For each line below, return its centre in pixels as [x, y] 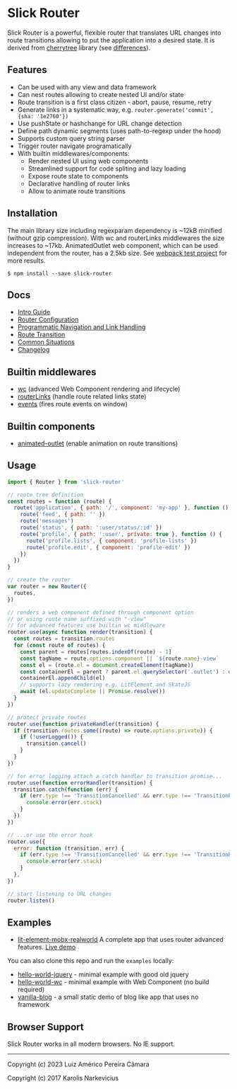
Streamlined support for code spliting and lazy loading [107, 169]
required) [31, 990]
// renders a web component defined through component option [101, 612]
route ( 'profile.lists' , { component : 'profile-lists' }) [111, 541]
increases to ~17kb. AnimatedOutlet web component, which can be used [113, 245]
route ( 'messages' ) [47, 521]
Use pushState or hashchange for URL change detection [99, 123]
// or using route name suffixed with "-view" [77, 619]
